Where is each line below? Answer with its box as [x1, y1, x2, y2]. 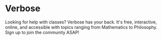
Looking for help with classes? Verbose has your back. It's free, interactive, [5, 19, 157, 25]
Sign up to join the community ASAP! [5, 29, 79, 35]
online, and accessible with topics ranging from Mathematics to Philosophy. [5, 24, 158, 30]
